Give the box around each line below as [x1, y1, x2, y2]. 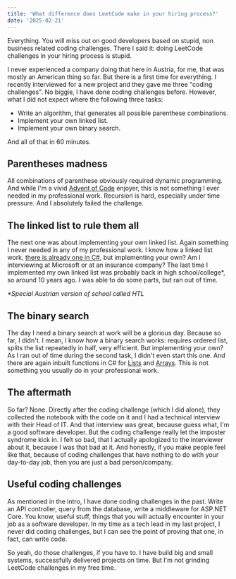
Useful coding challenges [7, 478, 122, 491]
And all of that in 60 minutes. [7, 137, 92, 145]
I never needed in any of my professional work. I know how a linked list [7, 246, 213, 254]
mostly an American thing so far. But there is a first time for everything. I [7, 72, 217, 81]
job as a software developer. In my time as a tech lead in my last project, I [7, 520, 221, 528]
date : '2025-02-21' [7, 17, 65, 24]
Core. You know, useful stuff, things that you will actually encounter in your [7, 512, 225, 520]
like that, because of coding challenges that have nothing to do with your [7, 450, 219, 459]
